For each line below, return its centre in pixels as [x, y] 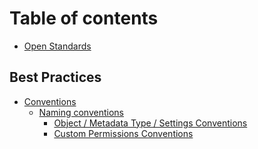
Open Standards [57, 46]
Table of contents [84, 18]
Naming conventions [81, 112]
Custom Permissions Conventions [123, 133]
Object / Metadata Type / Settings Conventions [150, 123]
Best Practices [55, 77]
